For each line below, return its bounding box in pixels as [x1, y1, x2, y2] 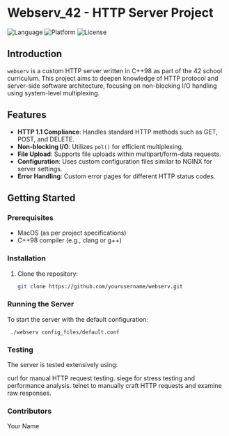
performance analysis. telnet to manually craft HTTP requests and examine [7, 382, 222, 390]
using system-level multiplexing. [7, 88, 100, 97]
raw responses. [7, 389, 52, 398]
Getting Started [7, 192, 76, 203]
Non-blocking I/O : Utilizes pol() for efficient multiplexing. [17, 142, 184, 150]
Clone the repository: [17, 270, 79, 278]
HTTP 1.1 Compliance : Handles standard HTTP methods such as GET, [17, 127, 218, 136]
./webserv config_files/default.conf [10, 329, 120, 336]
